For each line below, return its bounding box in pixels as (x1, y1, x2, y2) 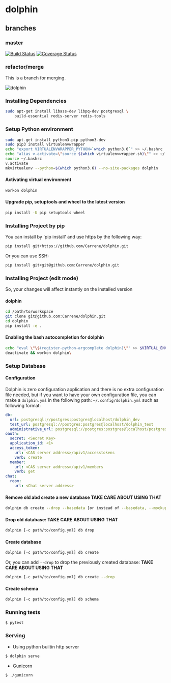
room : (10, 479, 22, 484)
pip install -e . (5, 323, 42, 329)
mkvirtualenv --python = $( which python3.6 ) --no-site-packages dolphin (5, 165, 158, 171)
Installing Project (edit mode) (5, 275, 79, 282)
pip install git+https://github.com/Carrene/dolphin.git (5, 244, 129, 249)
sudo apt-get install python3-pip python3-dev (5, 137, 106, 142)
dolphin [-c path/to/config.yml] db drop (5, 528, 95, 533)
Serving (5, 632, 25, 639)
